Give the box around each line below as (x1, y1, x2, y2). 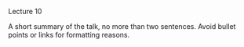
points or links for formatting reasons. (8, 31, 130, 39)
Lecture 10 (8, 7, 42, 16)
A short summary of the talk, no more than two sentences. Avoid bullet (8, 22, 236, 31)
